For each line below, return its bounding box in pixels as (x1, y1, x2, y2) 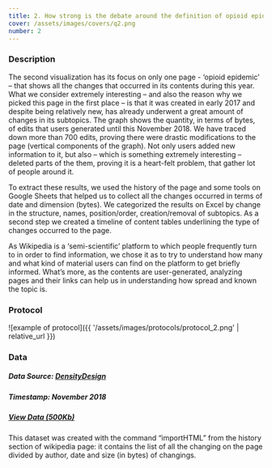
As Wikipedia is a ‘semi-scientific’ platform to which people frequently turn (8, 240, 257, 251)
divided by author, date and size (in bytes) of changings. (8, 450, 197, 460)
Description (8, 53, 56, 65)
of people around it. (8, 167, 74, 177)
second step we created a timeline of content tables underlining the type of (8, 216, 260, 227)
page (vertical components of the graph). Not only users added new (8, 141, 236, 151)
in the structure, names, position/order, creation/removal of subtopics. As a (8, 208, 259, 218)
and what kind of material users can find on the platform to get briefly (8, 258, 240, 268)
